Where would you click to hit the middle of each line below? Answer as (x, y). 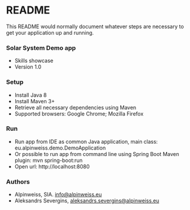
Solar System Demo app (41, 48)
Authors (18, 181)
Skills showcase (34, 61)
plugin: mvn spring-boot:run (49, 160)
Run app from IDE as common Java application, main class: (86, 141)
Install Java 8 (30, 95)
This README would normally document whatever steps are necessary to (95, 26)
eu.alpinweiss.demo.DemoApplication (60, 148)
